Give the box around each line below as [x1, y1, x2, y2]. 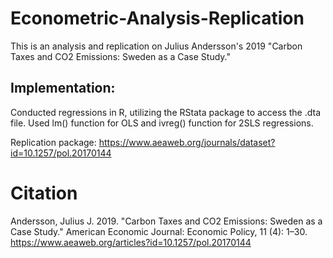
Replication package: [10, 136, 97, 148]
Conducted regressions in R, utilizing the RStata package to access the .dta [10, 106, 322, 118]
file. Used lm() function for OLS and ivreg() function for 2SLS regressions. [10, 117, 314, 129]
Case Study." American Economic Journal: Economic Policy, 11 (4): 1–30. [10, 225, 308, 237]
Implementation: [10, 80, 116, 97]
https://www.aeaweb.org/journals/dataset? [98, 136, 276, 148]
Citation [10, 182, 78, 204]
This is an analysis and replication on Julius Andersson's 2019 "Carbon [10, 40, 303, 52]
